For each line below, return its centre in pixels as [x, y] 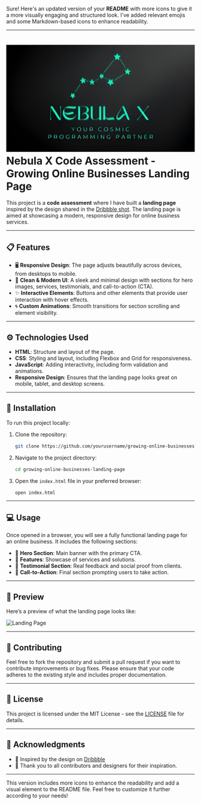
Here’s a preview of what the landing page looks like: [71, 612]
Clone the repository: [41, 434]
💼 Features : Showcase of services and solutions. [75, 560]
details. [15, 720]
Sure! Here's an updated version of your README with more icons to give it [99, 9]
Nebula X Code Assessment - [81, 161]
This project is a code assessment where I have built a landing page [91, 203]
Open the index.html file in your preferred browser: [78, 481]
